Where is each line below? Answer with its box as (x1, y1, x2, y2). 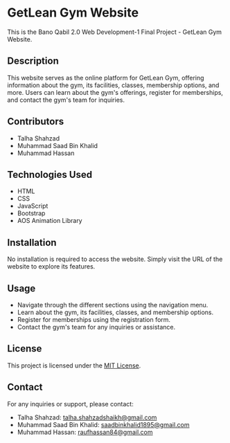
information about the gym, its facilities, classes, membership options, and (7, 81, 220, 89)
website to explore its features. (7, 262, 96, 271)
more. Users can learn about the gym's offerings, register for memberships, (7, 88, 224, 96)
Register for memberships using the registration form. (17, 316, 171, 323)
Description (7, 55, 59, 67)
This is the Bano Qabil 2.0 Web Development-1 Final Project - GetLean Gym (7, 28, 222, 36)
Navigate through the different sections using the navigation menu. (17, 301, 209, 309)
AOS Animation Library (17, 217, 82, 225)
